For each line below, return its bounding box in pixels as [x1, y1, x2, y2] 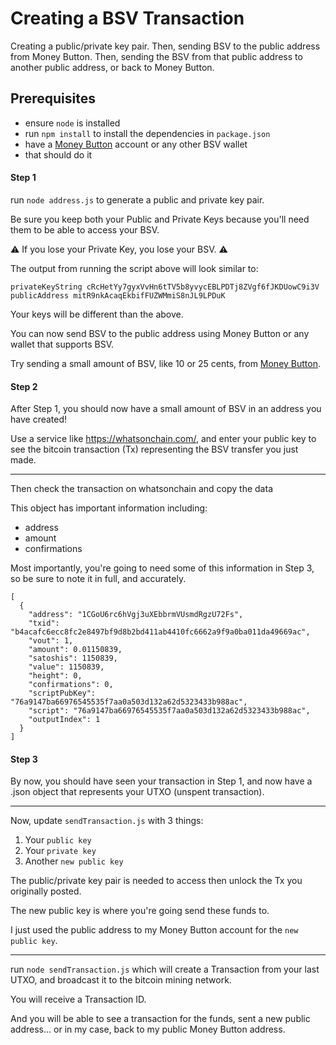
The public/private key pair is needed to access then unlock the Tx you [10, 875, 303, 887]
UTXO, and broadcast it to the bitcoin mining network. [10, 974, 232, 986]
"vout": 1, [28, 636, 74, 646]
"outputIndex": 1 [28, 715, 101, 725]
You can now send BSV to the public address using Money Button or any [10, 327, 310, 339]
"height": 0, [28, 671, 83, 681]
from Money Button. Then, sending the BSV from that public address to [10, 50, 303, 62]
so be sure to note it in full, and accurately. [10, 573, 187, 585]
